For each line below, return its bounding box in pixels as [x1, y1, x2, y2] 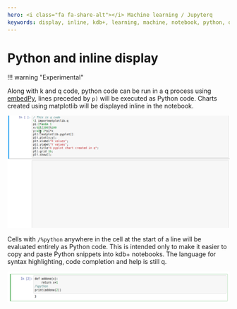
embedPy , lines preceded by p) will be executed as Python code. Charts [7, 94, 217, 103]
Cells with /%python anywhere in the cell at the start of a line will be [7, 234, 202, 243]
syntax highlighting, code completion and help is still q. [7, 257, 167, 265]
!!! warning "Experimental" [7, 73, 84, 82]
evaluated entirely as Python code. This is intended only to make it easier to [7, 242, 227, 251]
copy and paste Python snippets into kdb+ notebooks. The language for [7, 250, 217, 258]
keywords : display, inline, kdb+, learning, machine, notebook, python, [7, 18, 226, 26]
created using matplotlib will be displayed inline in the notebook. [7, 102, 194, 111]
